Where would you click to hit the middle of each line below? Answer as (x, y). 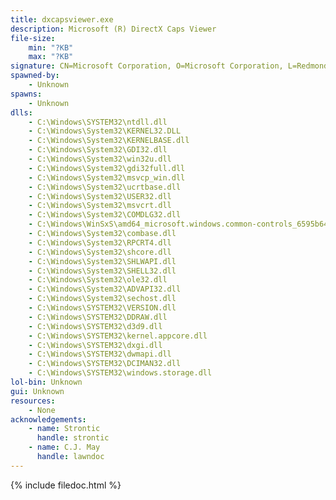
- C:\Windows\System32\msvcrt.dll (100, 206)
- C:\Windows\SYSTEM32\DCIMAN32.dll (105, 364)
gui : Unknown (37, 391)
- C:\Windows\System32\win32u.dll (100, 159)
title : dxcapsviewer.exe (62, 19)
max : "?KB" (51, 57)
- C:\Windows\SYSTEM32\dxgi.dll (95, 345)
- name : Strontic (64, 429)
